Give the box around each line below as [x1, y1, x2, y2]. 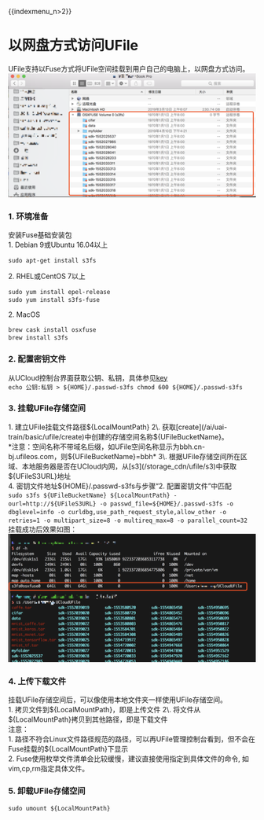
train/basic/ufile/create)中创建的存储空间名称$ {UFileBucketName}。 [8, 432, 229, 441]
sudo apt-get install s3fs [8, 257, 97, 265]
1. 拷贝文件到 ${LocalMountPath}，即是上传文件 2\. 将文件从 [8, 704, 201, 714]
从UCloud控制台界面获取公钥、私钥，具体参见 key [8, 373, 168, 382]
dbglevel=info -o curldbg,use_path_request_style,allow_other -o [8, 508, 226, 516]
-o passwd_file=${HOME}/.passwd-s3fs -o [99, 499, 234, 508]
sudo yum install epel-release [8, 289, 111, 296]
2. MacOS [8, 310, 41, 319]
